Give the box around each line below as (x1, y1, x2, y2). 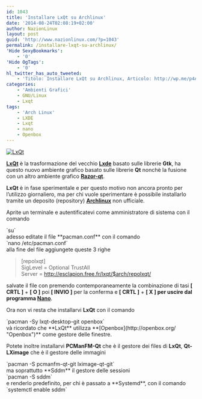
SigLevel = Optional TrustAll (20, 264, 90, 271)
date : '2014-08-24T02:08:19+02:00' (6, 20, 96, 26)
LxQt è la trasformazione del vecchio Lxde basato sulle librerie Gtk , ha (6, 160, 182, 167)
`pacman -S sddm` (6, 373, 53, 380)
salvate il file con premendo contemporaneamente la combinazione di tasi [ (6, 282, 193, 289)
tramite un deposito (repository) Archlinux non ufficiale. (6, 196, 145, 204)
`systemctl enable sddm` (6, 386, 67, 393)
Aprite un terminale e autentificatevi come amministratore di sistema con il (6, 209, 191, 216)
